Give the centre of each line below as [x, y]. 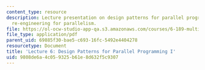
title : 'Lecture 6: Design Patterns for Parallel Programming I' [91, 52]
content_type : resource [37, 12]
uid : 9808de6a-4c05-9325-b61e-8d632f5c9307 [63, 57]
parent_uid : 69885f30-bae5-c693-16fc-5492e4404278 [72, 40]
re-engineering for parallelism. [54, 23]
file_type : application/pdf [42, 35]
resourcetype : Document [37, 46]
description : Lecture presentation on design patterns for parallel [95, 18]
